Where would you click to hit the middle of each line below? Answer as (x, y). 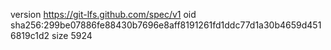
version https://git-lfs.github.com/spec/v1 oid (103, 14)
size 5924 (72, 35)
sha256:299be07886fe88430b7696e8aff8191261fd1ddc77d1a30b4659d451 (166, 25)
